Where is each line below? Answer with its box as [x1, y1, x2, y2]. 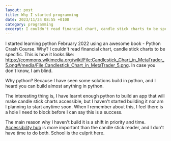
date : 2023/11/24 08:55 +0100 [5, 17, 70, 22]
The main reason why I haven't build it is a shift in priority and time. [5, 119, 146, 125]
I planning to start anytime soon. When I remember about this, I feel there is [5, 104, 163, 110]
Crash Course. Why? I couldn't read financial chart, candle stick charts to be [5, 46, 165, 52]
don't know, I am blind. [5, 67, 53, 74]
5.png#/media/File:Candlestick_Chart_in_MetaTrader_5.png [5, 62, 129, 68]
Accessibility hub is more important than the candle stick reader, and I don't [5, 125, 164, 131]
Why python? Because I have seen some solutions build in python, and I [5, 78, 156, 84]
